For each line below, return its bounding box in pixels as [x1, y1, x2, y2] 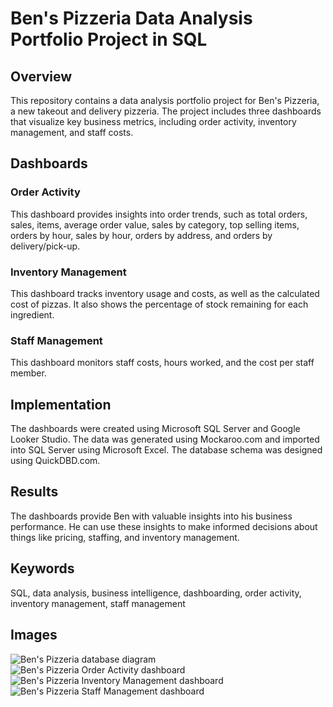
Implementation [10, 396, 112, 413]
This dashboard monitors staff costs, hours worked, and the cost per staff [10, 357, 315, 369]
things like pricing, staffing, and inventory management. [10, 531, 240, 543]
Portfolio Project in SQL [10, 28, 208, 51]
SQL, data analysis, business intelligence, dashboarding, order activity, [10, 587, 302, 599]
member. [10, 367, 47, 379]
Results [10, 483, 59, 501]
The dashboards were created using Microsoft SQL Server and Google [10, 423, 301, 435]
